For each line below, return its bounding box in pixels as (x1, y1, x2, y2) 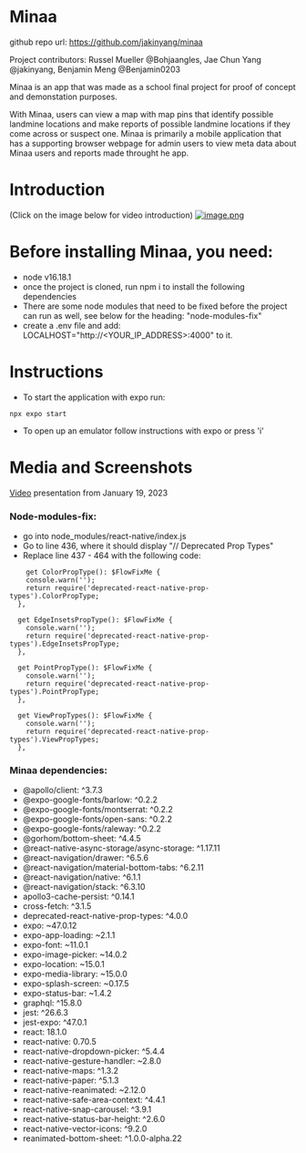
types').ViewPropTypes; (9, 735, 100, 744)
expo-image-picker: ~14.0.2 (22, 949, 127, 960)
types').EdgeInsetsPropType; (9, 639, 120, 648)
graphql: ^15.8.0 (22, 997, 83, 1008)
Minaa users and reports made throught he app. (9, 148, 189, 158)
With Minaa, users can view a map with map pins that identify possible (9, 108, 274, 119)
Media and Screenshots (9, 457, 193, 477)
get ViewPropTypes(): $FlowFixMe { (17, 710, 153, 720)
